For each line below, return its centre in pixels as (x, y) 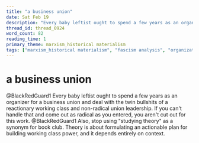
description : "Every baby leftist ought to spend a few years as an (92, 22)
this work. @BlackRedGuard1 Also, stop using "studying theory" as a (90, 121)
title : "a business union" (39, 12)
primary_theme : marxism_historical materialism (66, 45)
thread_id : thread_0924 (36, 28)
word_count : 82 (25, 34)
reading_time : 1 (26, 39)
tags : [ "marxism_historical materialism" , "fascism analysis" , (86, 50)
